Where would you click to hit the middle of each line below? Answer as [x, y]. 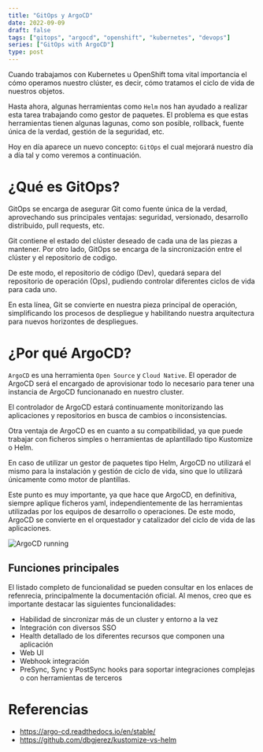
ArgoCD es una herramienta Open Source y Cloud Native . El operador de [122, 375]
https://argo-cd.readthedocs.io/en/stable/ [87, 731]
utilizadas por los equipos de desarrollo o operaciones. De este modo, [122, 511]
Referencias [48, 709]
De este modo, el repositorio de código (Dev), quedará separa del [115, 272]
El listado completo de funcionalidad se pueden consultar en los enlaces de [131, 587]
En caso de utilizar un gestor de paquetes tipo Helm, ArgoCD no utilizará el [130, 462]
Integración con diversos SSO [68, 628]
